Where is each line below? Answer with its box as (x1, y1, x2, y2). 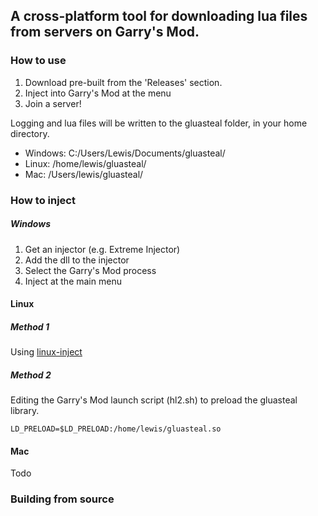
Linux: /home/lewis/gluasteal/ (24, 157, 147, 169)
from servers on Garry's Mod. (10, 24, 200, 41)
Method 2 (10, 369, 52, 381)
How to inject (10, 193, 76, 207)
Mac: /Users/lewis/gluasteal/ (24, 168, 144, 180)
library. (10, 405, 40, 417)
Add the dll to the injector (24, 254, 130, 266)
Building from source (10, 492, 115, 506)
